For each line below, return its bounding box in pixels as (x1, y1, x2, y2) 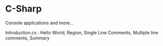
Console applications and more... (5, 20, 74, 26)
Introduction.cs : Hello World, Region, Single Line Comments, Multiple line (5, 29, 158, 35)
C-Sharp (5, 3, 42, 15)
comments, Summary (5, 35, 50, 41)
